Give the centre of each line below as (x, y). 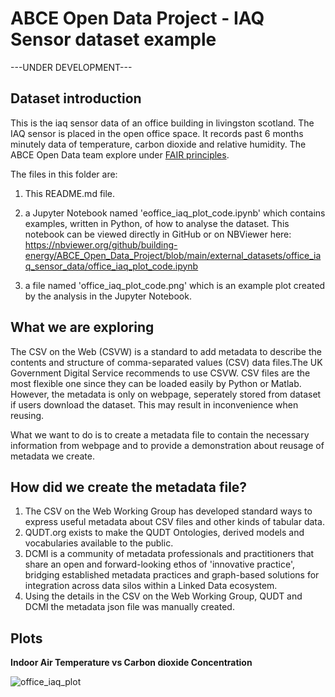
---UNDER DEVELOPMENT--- (71, 67)
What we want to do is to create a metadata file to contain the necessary (160, 434)
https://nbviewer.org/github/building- (101, 244)
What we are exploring (82, 327)
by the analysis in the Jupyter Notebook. (108, 296)
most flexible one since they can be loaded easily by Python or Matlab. (156, 383)
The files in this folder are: (64, 174)
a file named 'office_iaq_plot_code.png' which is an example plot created (175, 285)
